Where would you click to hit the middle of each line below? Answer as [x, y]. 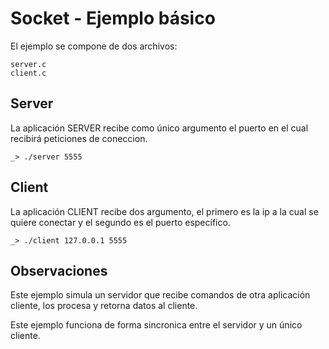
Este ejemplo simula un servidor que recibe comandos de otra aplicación [160, 295]
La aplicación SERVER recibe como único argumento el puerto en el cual [159, 128]
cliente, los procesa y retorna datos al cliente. [104, 306]
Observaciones [59, 270]
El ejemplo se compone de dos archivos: [94, 46]
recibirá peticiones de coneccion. [79, 138]
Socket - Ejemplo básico [113, 18]
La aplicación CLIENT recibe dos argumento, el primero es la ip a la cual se [164, 211]
